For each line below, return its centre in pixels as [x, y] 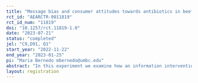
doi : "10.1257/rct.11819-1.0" [43, 28]
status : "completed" [32, 39]
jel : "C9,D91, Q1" [29, 44]
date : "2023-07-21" [30, 33]
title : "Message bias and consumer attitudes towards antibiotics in [93, 11]
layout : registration [33, 71]
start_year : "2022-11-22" [38, 50]
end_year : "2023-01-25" [35, 55]
